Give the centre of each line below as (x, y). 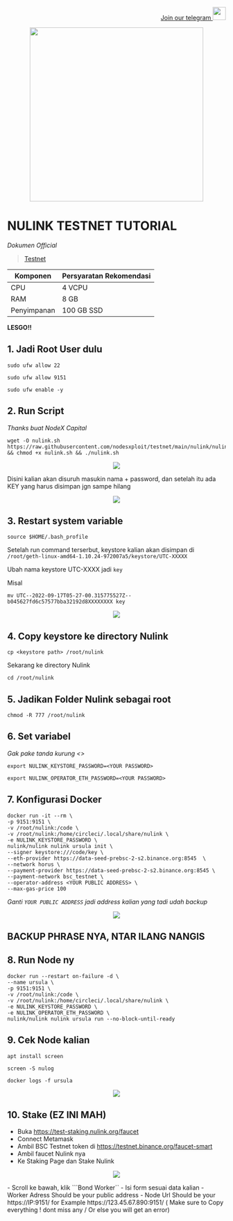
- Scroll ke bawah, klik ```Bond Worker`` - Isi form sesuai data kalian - (106, 1188)
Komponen (33, 276)
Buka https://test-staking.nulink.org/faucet (78, 1132)
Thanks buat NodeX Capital (47, 427)
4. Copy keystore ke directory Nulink (88, 636)
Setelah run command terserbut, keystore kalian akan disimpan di (101, 550)
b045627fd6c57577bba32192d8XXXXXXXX (60, 602)
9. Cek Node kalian (49, 1040)
